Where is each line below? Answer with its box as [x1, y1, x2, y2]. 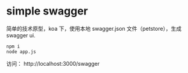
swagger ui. [6, 31, 36, 39]
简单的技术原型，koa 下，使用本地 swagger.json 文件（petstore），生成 [6, 25, 182, 32]
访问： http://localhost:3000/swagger [6, 60, 100, 67]
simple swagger [6, 4, 89, 18]
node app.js [6, 48, 36, 55]
